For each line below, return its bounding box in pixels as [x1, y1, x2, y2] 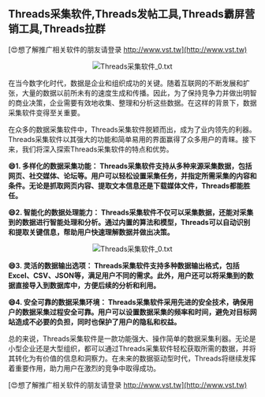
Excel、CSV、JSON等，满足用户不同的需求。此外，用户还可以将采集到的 [8, 271, 247, 280]
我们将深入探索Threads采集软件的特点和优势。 [21, 144, 174, 154]
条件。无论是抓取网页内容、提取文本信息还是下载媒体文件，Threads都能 [8, 181, 244, 190]
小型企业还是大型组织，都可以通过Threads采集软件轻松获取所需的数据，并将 [8, 343, 256, 353]
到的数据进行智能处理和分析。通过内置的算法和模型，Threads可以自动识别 [8, 217, 251, 227]
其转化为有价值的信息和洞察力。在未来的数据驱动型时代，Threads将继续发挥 [8, 354, 256, 363]
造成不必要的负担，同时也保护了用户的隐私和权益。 [14, 316, 181, 326]
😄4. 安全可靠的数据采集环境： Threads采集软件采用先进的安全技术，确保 [8, 297, 247, 306]
